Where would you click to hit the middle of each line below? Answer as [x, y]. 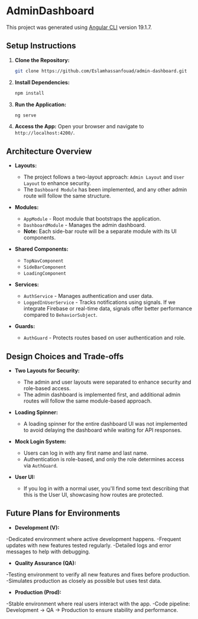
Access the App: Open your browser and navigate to [79, 127]
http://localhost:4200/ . [45, 133]
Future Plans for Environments [63, 513]
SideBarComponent [45, 267]
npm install [29, 93]
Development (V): [37, 527]
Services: [27, 284]
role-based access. [47, 388]
